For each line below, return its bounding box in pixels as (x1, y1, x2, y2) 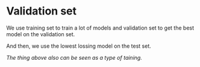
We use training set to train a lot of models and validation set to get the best (6, 24, 195, 31)
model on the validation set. (6, 30, 75, 37)
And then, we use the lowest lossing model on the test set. (6, 42, 152, 49)
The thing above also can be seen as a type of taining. (6, 54, 143, 61)
